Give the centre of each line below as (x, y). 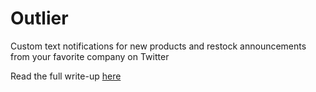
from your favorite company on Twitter (90, 56)
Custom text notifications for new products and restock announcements (158, 46)
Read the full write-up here (66, 76)
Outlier (39, 18)
